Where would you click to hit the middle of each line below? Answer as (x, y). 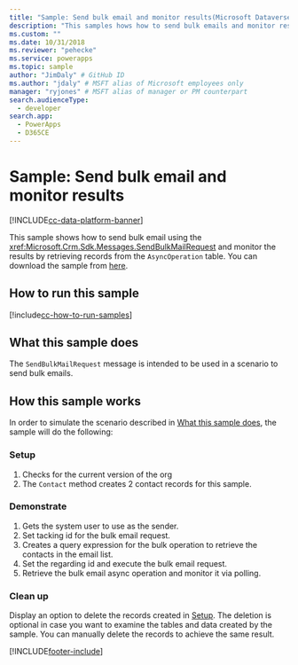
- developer (39, 108)
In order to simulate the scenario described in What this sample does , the (143, 423)
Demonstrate (38, 506)
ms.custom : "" (35, 34)
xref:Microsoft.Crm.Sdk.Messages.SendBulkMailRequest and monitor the (143, 246)
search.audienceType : (49, 100)
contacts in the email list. (67, 554)
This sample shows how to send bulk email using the (106, 237)
